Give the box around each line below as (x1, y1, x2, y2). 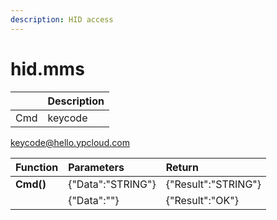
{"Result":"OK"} (165, 193, 239, 207)
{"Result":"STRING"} (165, 177, 262, 191)
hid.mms (10, 57, 85, 80)
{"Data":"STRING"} (68, 177, 157, 191)
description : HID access (10, 14, 114, 25)
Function (15, 160, 59, 174)
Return (165, 160, 199, 174)
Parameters (68, 160, 125, 174)
